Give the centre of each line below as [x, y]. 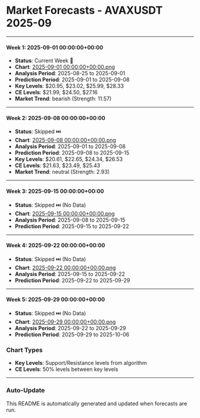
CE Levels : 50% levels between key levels [66, 369]
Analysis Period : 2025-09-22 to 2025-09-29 [70, 328]
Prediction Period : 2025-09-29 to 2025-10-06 [72, 334]
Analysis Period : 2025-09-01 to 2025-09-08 [70, 146]
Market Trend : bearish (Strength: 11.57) [63, 99]
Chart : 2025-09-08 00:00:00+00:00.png [65, 140]
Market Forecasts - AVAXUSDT [85, 10]
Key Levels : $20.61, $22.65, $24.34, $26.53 [69, 159]
